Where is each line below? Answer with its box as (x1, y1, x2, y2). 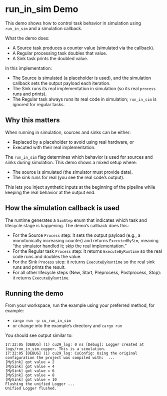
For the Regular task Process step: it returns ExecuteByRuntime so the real (12, 248, 162, 254)
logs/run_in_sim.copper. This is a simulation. (5, 346, 106, 351)
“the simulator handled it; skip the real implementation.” (12, 243, 127, 249)
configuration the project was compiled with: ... (5, 355, 115, 360)
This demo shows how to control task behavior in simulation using (5, 20, 141, 26)
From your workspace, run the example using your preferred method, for (5, 302, 155, 308)
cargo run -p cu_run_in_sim (12, 318, 71, 323)
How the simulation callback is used (5, 204, 120, 212)
